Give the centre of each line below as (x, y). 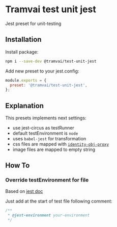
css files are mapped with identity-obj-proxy (61, 144)
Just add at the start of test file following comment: (59, 201)
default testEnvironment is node (45, 133)
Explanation (25, 106)
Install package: (22, 52)
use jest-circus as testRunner (43, 128)
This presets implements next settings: (46, 118)
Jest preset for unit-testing (33, 23)
